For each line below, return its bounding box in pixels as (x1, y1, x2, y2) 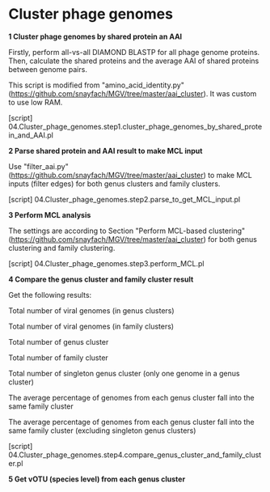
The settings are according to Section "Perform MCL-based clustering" (8, 226, 246, 235)
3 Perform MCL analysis (8, 210, 91, 219)
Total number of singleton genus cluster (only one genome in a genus (8, 368, 240, 378)
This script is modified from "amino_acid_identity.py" (8, 80, 184, 90)
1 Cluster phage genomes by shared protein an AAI (8, 32, 183, 41)
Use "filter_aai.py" (8, 161, 69, 171)
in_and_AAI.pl (8, 130, 54, 140)
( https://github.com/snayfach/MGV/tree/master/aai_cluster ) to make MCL (8, 170, 252, 180)
